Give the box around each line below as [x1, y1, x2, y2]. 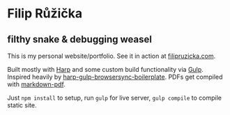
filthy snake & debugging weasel [7, 33, 152, 45]
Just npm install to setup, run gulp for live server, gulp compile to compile [7, 93, 222, 102]
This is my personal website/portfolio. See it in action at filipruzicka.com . [7, 52, 216, 60]
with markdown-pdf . [7, 80, 66, 89]
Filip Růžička [7, 6, 82, 22]
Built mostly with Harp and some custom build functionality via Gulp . [7, 66, 204, 73]
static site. [7, 101, 37, 109]
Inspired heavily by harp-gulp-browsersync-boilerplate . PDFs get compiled [7, 72, 223, 81]
